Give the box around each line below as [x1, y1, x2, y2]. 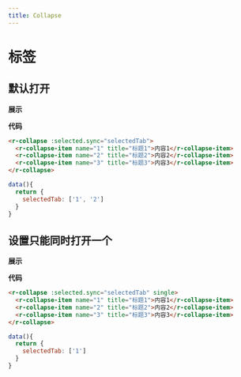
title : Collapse [8, 11, 62, 20]
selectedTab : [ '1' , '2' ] [22, 195, 104, 203]
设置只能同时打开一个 [8, 234, 112, 247]
